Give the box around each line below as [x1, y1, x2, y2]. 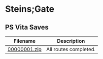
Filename [13, 38, 36, 44]
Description [57, 38, 85, 44]
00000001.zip [7, 46, 42, 53]
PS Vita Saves [5, 23, 49, 31]
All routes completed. [46, 46, 96, 53]
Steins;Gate [5, 3, 55, 15]
